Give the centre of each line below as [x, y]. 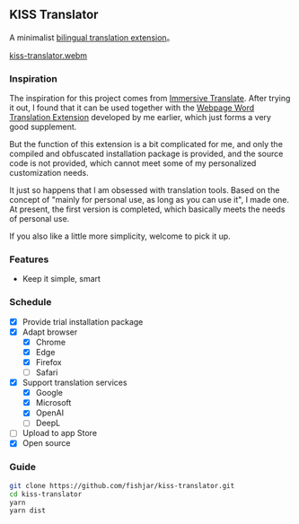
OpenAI [50, 413]
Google [49, 393]
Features [29, 259]
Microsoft [53, 403]
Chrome [50, 342]
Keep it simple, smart [62, 279]
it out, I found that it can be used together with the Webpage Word [132, 108]
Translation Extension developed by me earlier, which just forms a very [141, 118]
